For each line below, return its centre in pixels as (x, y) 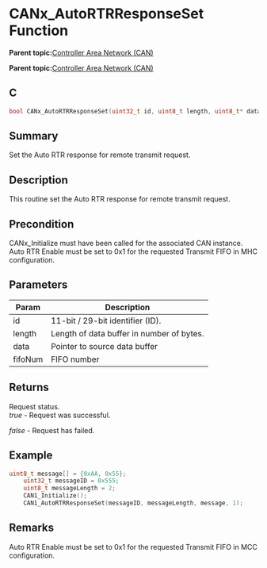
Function (39, 31)
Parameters (38, 285)
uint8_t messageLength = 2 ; (69, 489)
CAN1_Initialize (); (55, 496)
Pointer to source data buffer (104, 346)
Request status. (34, 406)
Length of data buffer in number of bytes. (128, 333)
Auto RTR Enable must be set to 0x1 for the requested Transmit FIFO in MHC (133, 251)
